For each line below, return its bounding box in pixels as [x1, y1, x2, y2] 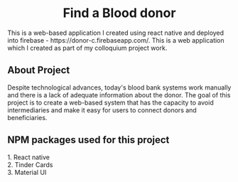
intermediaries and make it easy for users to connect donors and [7, 105, 197, 114]
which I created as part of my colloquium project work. [7, 43, 168, 52]
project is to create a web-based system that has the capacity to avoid [7, 98, 215, 107]
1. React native [7, 153, 50, 161]
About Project [7, 64, 70, 76]
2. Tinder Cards [7, 160, 53, 168]
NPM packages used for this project [7, 134, 170, 146]
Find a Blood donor [63, 5, 176, 21]
